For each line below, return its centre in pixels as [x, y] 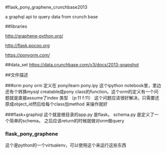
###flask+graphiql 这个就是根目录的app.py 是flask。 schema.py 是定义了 [80, 114]
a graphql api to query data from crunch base [52, 17]
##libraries [16, 26]
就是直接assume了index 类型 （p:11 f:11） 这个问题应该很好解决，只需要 [82, 98]
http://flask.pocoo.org [28, 46]
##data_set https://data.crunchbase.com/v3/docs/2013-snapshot [72, 65]
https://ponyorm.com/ [28, 55]
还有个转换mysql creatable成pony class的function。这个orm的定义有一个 [80, 92]
